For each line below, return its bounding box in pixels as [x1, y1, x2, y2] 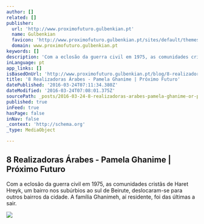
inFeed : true [6, 104, 39, 111]
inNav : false [6, 116, 39, 122]
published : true [6, 99, 47, 105]
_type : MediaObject [6, 127, 56, 133]
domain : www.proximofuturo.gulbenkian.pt [12, 43, 118, 49]
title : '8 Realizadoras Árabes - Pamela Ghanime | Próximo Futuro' [6, 76, 181, 82]
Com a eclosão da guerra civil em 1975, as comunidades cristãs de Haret [6, 180, 189, 188]
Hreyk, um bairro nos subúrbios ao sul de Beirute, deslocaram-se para [6, 186, 183, 194]
